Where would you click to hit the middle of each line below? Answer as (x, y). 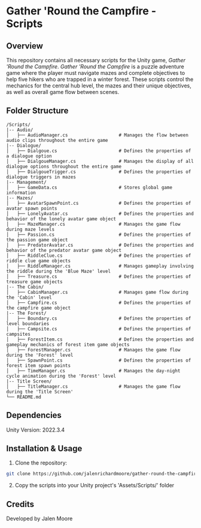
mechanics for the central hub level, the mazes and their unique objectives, (99, 86)
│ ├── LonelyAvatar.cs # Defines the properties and (100, 214)
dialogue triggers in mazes (41, 177)
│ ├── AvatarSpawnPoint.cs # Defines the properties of (99, 203)
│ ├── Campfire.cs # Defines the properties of (99, 303)
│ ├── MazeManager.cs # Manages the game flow (93, 224)
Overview (25, 46)
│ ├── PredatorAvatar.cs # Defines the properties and (100, 245)
